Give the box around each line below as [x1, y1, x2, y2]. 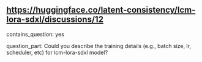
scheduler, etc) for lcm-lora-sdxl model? [6, 49, 108, 56]
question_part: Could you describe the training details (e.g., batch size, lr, [6, 42, 192, 49]
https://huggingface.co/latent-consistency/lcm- [6, 5, 196, 15]
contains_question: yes [6, 30, 64, 38]
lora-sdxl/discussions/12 [6, 15, 104, 25]
